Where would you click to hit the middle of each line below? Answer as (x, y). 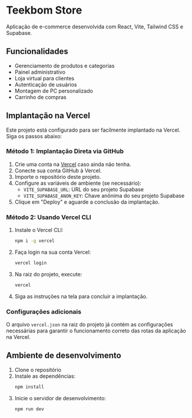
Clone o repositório (38, 370)
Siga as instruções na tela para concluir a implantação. (81, 296)
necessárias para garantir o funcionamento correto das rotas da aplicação (96, 331)
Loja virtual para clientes (44, 78)
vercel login (31, 263)
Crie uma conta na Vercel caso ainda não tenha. (73, 164)
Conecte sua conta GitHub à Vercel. (58, 170)
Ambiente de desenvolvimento (64, 356)
